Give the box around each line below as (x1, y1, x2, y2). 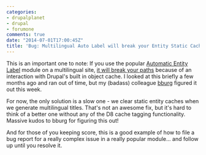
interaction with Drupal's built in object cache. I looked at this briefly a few (6, 73, 194, 80)
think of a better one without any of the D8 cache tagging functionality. (6, 110, 186, 118)
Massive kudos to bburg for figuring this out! (6, 117, 119, 124)
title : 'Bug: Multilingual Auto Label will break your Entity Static (6, 43, 188, 49)
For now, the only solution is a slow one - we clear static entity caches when (6, 97, 199, 104)
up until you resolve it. (6, 142, 63, 149)
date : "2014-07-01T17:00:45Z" (6, 37, 84, 43)
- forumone (6, 26, 34, 32)
